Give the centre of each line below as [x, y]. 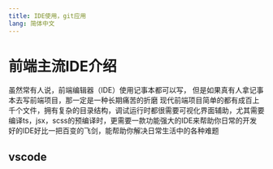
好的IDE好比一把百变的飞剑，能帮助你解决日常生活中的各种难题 [114, 131]
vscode [28, 156]
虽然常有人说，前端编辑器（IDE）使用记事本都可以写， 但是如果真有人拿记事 [136, 90]
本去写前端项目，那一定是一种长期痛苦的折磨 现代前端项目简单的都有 [123, 100]
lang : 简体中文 [32, 24]
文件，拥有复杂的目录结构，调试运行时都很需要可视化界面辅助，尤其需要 [143, 110]
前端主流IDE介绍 [63, 66]
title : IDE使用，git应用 [48, 16]
